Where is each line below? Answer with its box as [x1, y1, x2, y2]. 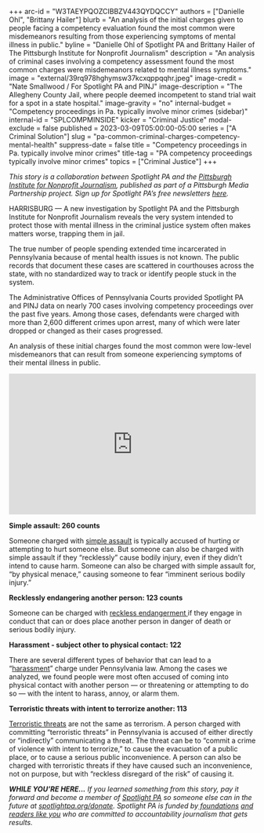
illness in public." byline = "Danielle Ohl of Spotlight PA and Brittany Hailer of [9, 40, 255, 49]
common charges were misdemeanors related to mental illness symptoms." [9, 65, 251, 74]
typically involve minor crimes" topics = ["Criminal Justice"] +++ [9, 157, 218, 166]
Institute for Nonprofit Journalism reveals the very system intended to [9, 212, 233, 221]
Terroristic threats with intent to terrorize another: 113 [9, 704, 187, 713]
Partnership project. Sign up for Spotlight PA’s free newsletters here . [9, 188, 230, 198]
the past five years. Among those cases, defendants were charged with [9, 309, 240, 319]
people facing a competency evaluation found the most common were [9, 24, 236, 32]
